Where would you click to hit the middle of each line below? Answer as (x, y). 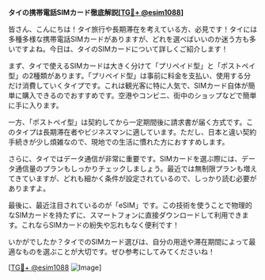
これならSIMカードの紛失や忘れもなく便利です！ (100, 225)
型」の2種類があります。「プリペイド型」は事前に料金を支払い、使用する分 (130, 76)
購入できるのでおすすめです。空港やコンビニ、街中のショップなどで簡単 (139, 95)
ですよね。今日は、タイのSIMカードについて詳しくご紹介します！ (121, 49)
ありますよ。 (29, 188)
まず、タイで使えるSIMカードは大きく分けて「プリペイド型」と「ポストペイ (132, 66)
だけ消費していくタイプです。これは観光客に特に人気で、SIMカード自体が (129, 85)
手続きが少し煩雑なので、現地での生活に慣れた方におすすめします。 (119, 142)
